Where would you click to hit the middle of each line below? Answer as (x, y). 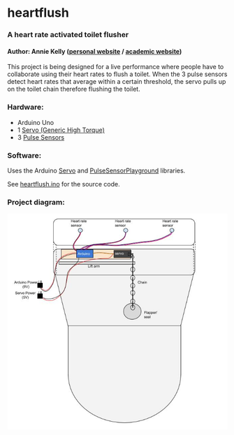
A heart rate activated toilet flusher (68, 35)
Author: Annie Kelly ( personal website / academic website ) (95, 51)
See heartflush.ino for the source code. (64, 184)
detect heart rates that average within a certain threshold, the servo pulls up (117, 82)
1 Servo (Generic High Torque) (61, 130)
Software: (24, 155)
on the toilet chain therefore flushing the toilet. (74, 89)
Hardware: (25, 108)
